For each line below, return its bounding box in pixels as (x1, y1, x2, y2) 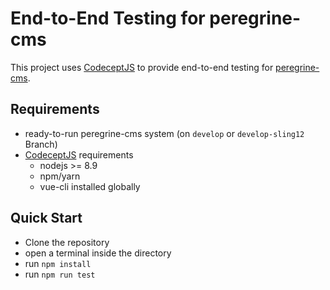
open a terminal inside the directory (24, 247, 172, 259)
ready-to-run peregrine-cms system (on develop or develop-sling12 (24, 127, 305, 139)
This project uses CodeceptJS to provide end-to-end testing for (10, 61, 274, 73)
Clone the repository (24, 236, 110, 248)
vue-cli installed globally (39, 180, 141, 192)
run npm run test (24, 268, 96, 280)
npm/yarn (39, 170, 81, 182)
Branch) (24, 138, 58, 150)
